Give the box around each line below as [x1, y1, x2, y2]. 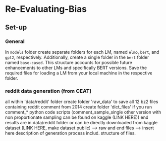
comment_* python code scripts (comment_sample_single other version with [5, 109, 161, 115]
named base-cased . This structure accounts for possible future [5, 59, 132, 65]
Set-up [5, 23, 27, 32]
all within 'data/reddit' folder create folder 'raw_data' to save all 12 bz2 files [5, 99, 159, 105]
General [5, 38, 25, 45]
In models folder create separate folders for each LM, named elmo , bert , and [5, 49, 160, 55]
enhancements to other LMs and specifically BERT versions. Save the [5, 65, 147, 70]
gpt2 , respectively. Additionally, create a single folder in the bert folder [5, 54, 149, 60]
